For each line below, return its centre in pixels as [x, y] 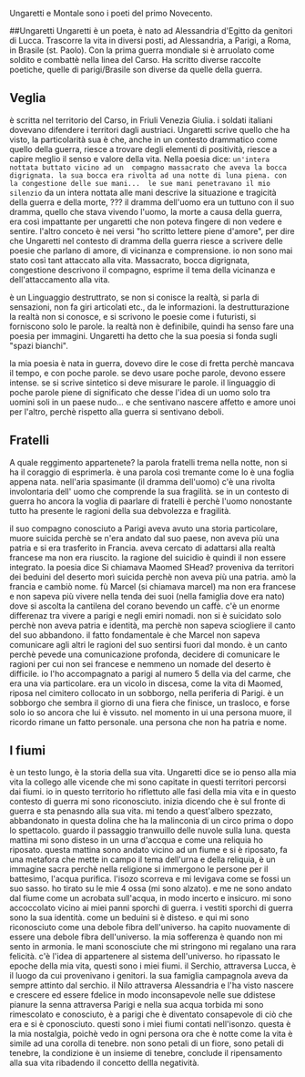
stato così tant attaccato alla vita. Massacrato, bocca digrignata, [130, 260]
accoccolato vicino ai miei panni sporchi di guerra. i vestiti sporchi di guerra [152, 908]
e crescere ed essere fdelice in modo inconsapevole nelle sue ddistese [142, 995]
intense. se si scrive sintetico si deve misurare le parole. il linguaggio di [142, 383]
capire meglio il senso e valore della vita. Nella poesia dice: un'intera [140, 159]
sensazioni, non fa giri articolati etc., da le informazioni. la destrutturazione [149, 307]
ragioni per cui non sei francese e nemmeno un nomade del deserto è [140, 663]
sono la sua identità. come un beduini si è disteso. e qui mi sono [129, 918]
